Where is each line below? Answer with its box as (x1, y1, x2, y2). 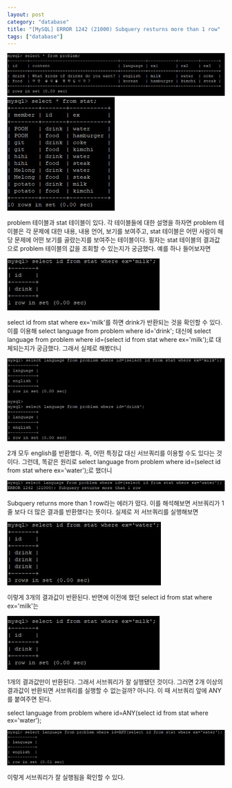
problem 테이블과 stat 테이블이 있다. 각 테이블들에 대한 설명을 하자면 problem (7, 218, 217, 227)
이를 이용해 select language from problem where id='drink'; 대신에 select (7, 327, 212, 335)
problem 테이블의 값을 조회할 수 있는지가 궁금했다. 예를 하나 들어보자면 (19, 244, 211, 252)
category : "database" (7, 18, 70, 26)
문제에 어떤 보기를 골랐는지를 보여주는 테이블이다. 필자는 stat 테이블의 (14, 236, 202, 244)
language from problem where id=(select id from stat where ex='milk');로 (7, 335, 214, 343)
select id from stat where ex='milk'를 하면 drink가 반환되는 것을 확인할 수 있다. (7, 318, 223, 326)
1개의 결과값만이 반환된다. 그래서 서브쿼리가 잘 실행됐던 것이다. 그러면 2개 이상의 (7, 678, 223, 686)
